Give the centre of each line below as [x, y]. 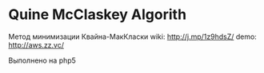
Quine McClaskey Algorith [97, 15]
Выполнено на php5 [42, 60]
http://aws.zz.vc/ [36, 44]
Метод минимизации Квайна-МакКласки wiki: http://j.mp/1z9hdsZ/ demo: [133, 36]
